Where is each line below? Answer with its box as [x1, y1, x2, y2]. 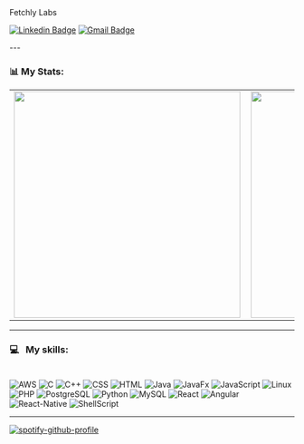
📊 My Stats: [9, 65, 65, 78]
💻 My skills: [9, 343, 70, 356]
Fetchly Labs [9, 7, 57, 17]
